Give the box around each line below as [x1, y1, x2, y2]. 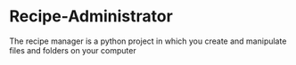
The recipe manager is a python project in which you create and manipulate [9, 36, 287, 46]
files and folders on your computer [9, 45, 136, 55]
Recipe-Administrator [9, 6, 174, 27]
